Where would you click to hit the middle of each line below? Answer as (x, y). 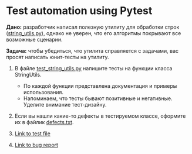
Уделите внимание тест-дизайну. (65, 104)
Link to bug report (36, 145)
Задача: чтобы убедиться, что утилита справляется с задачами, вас (92, 50)
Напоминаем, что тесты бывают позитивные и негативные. (98, 98)
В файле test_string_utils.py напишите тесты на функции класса (93, 68)
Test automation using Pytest (79, 11)
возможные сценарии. (34, 39)
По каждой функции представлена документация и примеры (100, 85)
